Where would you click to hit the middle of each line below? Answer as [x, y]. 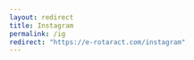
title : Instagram [42, 26]
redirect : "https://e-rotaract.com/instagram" [97, 42]
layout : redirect [42, 17]
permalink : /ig [38, 34]
